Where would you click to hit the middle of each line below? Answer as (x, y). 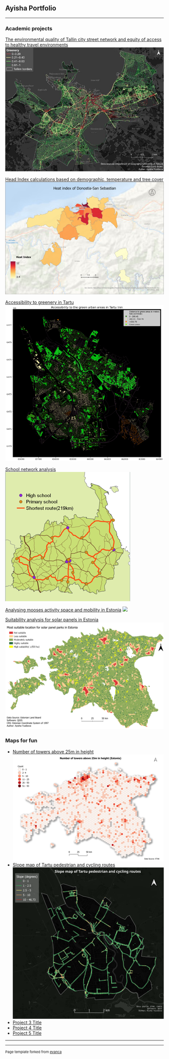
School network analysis (31, 469)
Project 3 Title (27, 1023)
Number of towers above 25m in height (53, 751)
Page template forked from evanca (33, 1052)
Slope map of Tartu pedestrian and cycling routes (64, 865)
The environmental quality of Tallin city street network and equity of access (83, 39)
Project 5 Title (27, 1033)
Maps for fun (21, 741)
